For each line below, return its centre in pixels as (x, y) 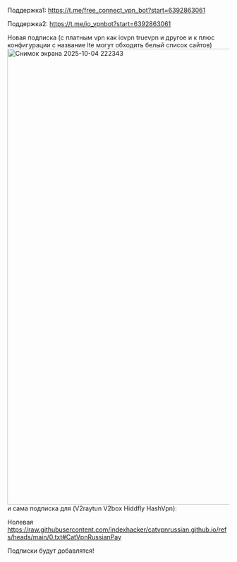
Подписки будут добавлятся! (51, 551)
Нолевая (20, 522)
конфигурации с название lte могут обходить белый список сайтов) (110, 45)
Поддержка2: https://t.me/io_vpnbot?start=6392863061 (89, 24)
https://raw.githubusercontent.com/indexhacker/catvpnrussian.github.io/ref (117, 530)
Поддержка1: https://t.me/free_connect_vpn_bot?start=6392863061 (107, 10)
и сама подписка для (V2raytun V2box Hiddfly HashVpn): (92, 508)
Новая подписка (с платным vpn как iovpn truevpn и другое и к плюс (111, 37)
